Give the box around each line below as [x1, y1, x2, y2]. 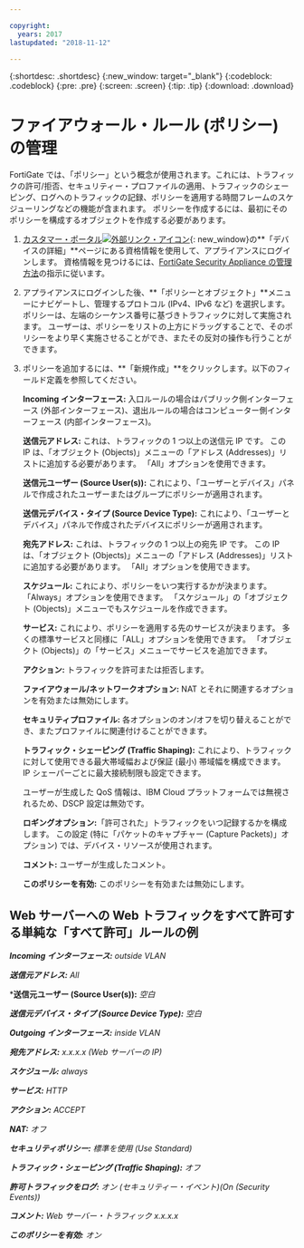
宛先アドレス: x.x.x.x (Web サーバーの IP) [9, 1047, 163, 1058]
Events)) [9, 1192, 41, 1203]
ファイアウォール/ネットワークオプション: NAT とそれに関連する [22, 683, 263, 694]
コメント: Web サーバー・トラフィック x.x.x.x [9, 1211, 179, 1222]
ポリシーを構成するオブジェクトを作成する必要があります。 [9, 215, 231, 226]
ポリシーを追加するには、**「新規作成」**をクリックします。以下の [22, 363, 276, 374]
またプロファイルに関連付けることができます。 [37, 726, 213, 737]
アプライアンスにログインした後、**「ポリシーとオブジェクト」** [22, 287, 269, 298]
